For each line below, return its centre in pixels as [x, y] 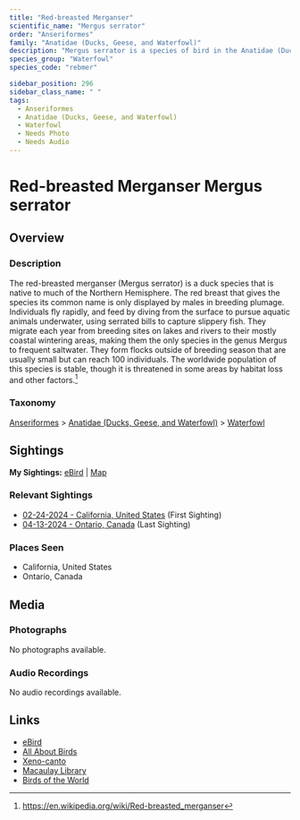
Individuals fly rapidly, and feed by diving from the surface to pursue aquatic [150, 312]
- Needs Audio [43, 142]
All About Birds [50, 751]
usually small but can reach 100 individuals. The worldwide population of [143, 359]
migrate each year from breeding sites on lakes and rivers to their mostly [143, 330]
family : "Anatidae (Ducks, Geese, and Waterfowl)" [105, 43]
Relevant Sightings [51, 495]
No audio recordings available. [66, 692]
